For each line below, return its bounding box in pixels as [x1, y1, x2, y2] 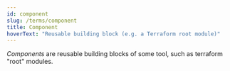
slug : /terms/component [6, 17, 78, 24]
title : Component [6, 23, 58, 31]
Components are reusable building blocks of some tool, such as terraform [6, 50, 224, 58]
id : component [6, 10, 49, 18]
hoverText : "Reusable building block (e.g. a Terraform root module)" [6, 30, 221, 38]
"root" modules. [6, 58, 53, 66]
